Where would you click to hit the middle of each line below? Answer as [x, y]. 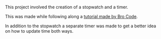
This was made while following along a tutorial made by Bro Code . [71, 16]
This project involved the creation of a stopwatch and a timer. [67, 7]
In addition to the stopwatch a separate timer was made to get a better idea [80, 26]
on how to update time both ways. [39, 31]
